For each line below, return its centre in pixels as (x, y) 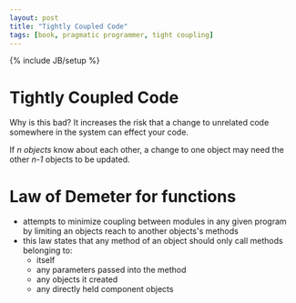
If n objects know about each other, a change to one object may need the (147, 150)
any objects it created (77, 279)
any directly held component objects (105, 289)
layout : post (34, 18)
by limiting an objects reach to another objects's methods (130, 231)
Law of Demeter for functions (123, 196)
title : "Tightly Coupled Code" (69, 26)
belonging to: (47, 250)
